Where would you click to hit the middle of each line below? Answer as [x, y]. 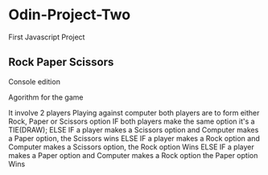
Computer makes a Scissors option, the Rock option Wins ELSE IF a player [132, 147]
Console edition [34, 81]
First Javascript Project [47, 37]
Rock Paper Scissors [61, 62]
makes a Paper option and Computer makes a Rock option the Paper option [133, 155]
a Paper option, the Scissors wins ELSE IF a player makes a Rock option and [134, 138]
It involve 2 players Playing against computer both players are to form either [134, 112]
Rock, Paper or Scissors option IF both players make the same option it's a [132, 121]
